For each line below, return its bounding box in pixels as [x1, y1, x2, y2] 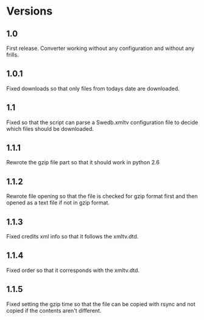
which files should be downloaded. [6, 125, 94, 132]
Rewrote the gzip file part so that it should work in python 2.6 [6, 159, 160, 166]
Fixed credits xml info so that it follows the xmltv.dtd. [6, 233, 139, 240]
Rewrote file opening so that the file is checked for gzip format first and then [6, 193, 198, 200]
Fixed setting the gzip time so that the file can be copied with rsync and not [6, 300, 196, 308]
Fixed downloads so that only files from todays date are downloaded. [6, 85, 180, 92]
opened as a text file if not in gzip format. [6, 199, 110, 206]
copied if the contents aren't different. [6, 307, 102, 314]
